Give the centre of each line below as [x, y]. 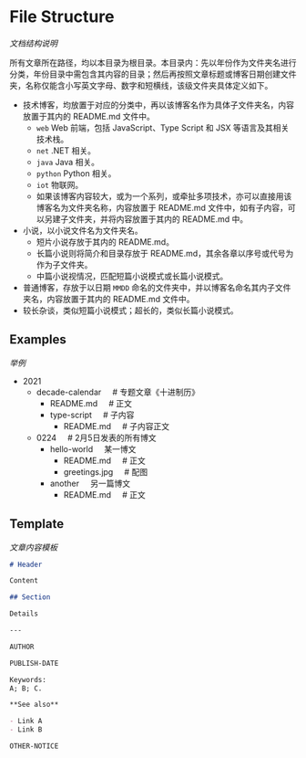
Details [24, 614]
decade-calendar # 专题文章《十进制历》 [118, 392]
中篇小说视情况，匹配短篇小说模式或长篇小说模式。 [132, 276]
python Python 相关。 [76, 173]
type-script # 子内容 [92, 415]
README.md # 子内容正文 [117, 426]
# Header [26, 564]
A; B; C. [26, 688]
